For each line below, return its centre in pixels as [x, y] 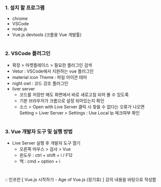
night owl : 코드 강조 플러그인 [40, 83]
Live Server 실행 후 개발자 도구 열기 [46, 143]
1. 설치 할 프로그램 [25, 7]
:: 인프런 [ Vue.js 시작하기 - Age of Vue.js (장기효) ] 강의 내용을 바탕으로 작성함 [81, 179]
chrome [20, 19]
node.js [20, 29]
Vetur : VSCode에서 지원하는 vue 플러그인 [53, 71]
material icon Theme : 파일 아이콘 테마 [50, 77]
